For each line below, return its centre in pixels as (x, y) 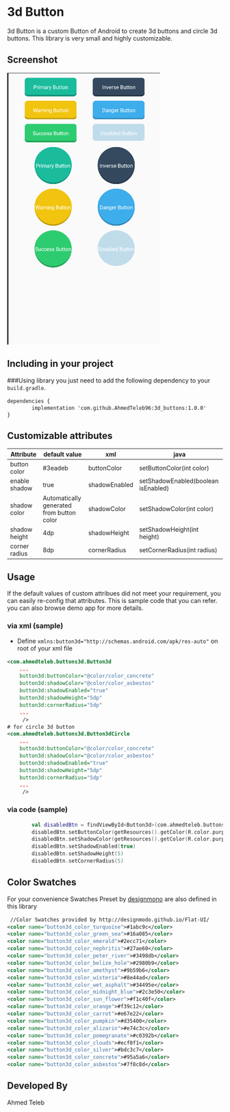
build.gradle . (26, 387)
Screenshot (33, 60)
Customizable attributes (60, 436)
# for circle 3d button (41, 727)
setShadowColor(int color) (177, 509)
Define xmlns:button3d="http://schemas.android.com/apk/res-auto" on (117, 641)
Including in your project (61, 364)
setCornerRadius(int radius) (178, 549)
